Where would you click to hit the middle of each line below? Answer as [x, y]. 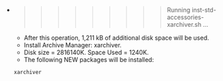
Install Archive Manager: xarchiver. [73, 45]
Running [179, 10]
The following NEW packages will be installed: [89, 60]
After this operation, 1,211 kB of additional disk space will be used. [117, 38]
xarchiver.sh [184, 24]
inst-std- [204, 10]
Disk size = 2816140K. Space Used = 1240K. [86, 52]
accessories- [185, 17]
